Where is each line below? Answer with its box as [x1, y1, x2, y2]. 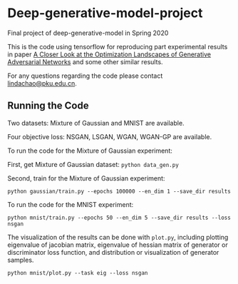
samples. [7, 255, 34, 264]
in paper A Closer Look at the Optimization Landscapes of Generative [7, 50, 212, 59]
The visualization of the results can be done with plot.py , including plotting [7, 233, 229, 241]
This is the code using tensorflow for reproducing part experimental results [7, 42, 228, 51]
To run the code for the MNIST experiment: [7, 200, 134, 208]
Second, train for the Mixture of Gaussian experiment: [7, 173, 165, 183]
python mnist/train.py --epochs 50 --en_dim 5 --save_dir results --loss [7, 214, 232, 221]
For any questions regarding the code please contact [7, 71, 163, 80]
